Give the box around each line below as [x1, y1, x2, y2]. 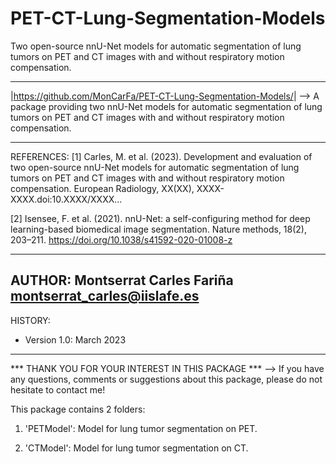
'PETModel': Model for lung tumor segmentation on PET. [24, 422, 258, 434]
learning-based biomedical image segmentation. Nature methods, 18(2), [10, 223, 308, 235]
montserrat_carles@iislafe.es [10, 288, 200, 305]
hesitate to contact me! [10, 383, 106, 396]
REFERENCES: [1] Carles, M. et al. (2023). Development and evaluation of [10, 150, 313, 162]
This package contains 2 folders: [10, 403, 146, 415]
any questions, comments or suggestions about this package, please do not [10, 373, 323, 385]
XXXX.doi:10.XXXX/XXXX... [10, 193, 123, 205]
